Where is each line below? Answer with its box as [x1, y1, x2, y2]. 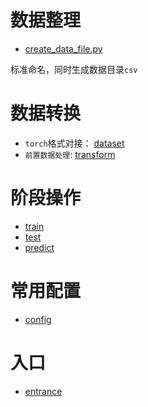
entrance [24, 385, 63, 397]
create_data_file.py [24, 42, 103, 55]
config [24, 313, 52, 325]
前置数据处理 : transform [24, 148, 116, 160]
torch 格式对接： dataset [24, 137, 125, 149]
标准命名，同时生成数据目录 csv [10, 63, 138, 75]
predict [24, 241, 55, 253]
